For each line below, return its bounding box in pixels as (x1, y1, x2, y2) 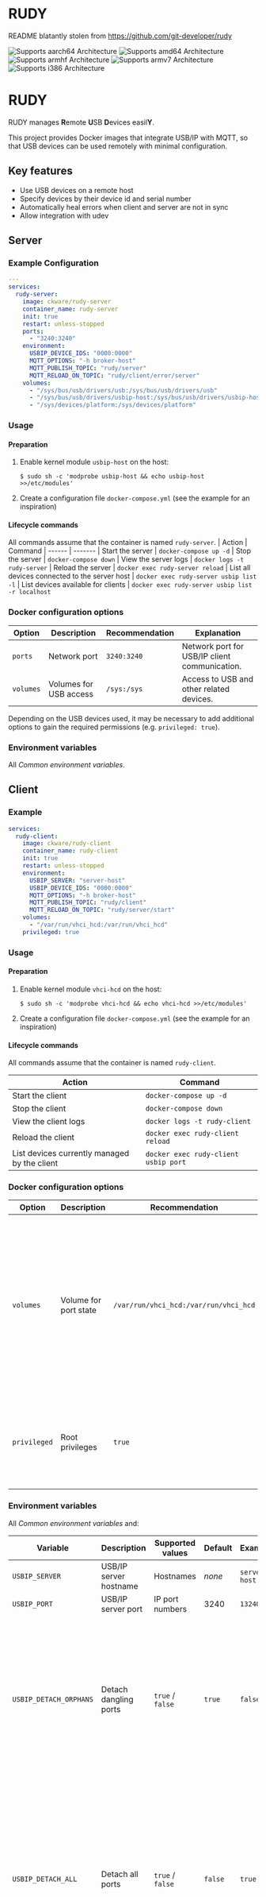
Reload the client (12, 1132, 75, 1143)
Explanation (195, 627, 241, 638)
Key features (8, 164, 73, 178)
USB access (48, 688, 93, 699)
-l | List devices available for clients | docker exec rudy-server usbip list (8, 580, 253, 589)
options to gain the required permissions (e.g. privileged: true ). (8, 722, 220, 732)
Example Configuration (8, 257, 99, 269)
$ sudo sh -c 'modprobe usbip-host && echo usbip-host (19, 473, 205, 481)
